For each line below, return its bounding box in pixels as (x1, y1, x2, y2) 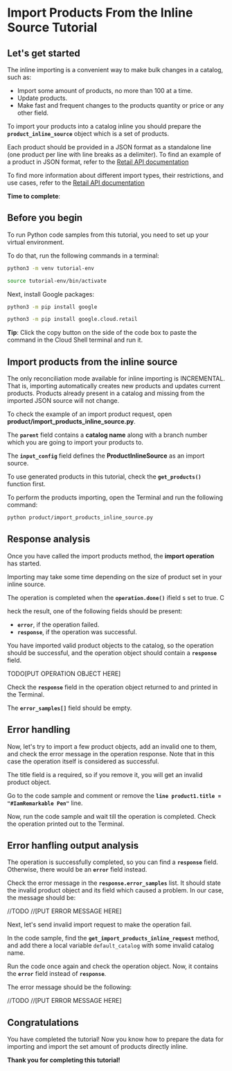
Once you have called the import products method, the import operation (7, 551, 215, 560)
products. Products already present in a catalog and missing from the (7, 389, 205, 397)
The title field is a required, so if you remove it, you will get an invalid (7, 770, 203, 779)
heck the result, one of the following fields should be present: (7, 606, 183, 615)
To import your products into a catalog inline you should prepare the (7, 122, 202, 130)
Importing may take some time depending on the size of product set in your (7, 572, 222, 581)
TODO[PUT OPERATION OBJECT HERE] (7, 669, 121, 678)
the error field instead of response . (7, 970, 107, 978)
